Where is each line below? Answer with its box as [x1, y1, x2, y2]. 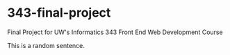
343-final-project [7, 5, 111, 21]
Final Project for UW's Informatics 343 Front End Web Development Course [7, 28, 224, 36]
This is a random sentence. [7, 41, 85, 49]
